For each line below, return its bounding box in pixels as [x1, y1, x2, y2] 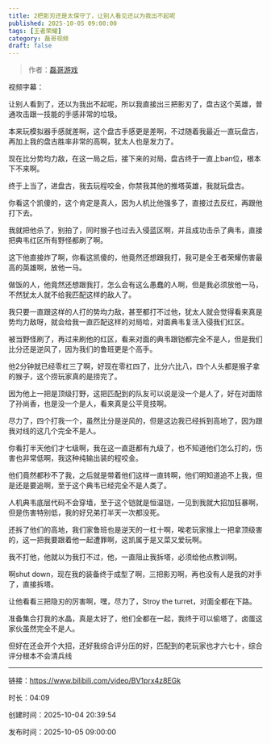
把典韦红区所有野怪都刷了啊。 [8, 236, 107, 245]
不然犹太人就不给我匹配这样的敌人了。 [8, 290, 135, 299]
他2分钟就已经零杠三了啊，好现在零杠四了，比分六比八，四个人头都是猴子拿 [8, 362, 261, 371]
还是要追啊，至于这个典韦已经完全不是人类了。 [15, 481, 171, 491]
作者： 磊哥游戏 [27, 65, 78, 75]
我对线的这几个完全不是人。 [8, 426, 101, 436]
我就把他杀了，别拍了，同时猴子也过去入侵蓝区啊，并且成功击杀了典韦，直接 [8, 225, 263, 235]
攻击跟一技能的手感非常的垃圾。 [15, 110, 122, 119]
